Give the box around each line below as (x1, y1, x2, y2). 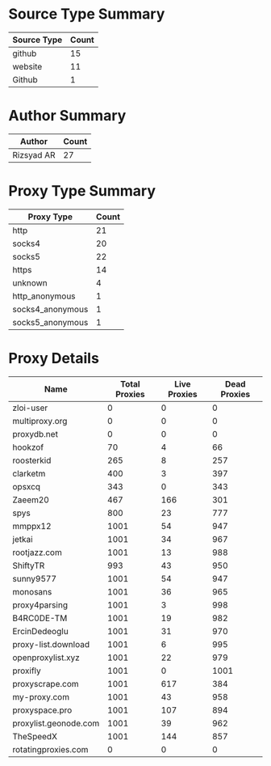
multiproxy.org (12, 415, 68, 426)
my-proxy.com (12, 691, 70, 702)
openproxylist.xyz (12, 652, 81, 663)
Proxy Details (8, 349, 99, 367)
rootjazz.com (12, 547, 62, 558)
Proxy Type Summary (8, 182, 156, 201)
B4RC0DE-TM (12, 612, 68, 624)
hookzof (12, 442, 44, 453)
